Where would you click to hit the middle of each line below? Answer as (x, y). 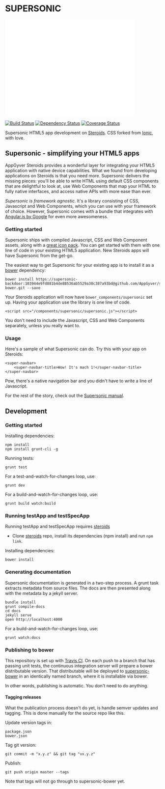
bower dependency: (25, 270)
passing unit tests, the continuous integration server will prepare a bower (79, 666)
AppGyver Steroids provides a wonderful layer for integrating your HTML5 (80, 165)
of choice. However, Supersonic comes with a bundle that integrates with (79, 211)
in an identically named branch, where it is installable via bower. (83, 676)
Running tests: (20, 458)
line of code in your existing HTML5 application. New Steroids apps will (77, 251)
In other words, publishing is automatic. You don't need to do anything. (77, 685)
